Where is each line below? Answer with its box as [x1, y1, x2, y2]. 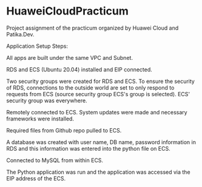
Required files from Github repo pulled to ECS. [6, 126, 122, 134]
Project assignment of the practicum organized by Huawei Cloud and [6, 24, 179, 31]
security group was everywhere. [6, 97, 87, 104]
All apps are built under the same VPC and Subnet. [6, 54, 133, 61]
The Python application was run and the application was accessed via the [6, 168, 190, 176]
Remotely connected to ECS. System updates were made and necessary [6, 108, 187, 116]
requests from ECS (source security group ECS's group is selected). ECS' [6, 90, 190, 97]
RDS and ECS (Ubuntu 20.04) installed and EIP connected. [6, 65, 153, 73]
